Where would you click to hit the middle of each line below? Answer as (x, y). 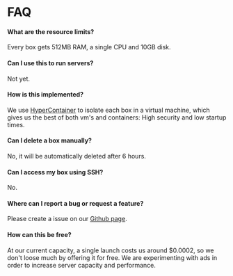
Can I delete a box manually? (50, 140)
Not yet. (18, 79)
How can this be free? (39, 235)
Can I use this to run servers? (50, 63)
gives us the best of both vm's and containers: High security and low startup (117, 117)
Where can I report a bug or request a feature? (75, 203)
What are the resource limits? (51, 31)
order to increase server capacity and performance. (82, 265)
